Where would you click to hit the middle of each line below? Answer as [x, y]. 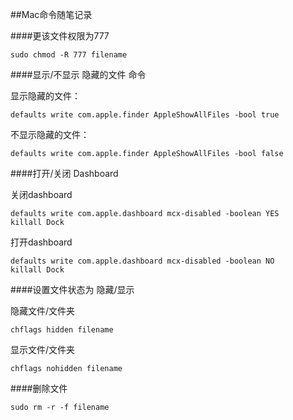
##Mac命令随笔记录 [51, 14]
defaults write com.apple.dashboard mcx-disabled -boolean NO [142, 261]
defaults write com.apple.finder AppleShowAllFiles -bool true [145, 115]
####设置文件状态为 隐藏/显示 [72, 289]
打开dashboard [41, 242]
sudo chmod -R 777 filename [69, 55]
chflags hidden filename [62, 330]
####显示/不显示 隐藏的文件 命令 [78, 74]
